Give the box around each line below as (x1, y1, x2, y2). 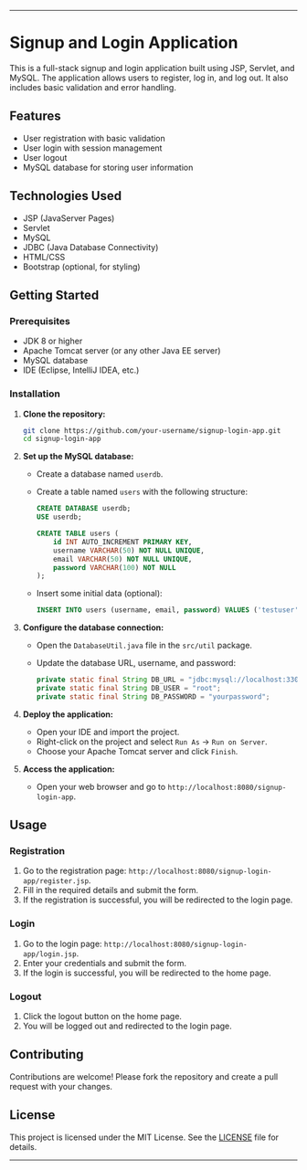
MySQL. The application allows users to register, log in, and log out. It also (9, 72, 289, 83)
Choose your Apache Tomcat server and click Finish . (36, 745, 238, 756)
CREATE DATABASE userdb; (36, 504, 132, 513)
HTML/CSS (22, 251, 66, 262)
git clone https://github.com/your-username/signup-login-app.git (22, 426, 281, 435)
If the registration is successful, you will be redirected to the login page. (22, 894, 293, 905)
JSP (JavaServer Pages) (22, 212, 115, 224)
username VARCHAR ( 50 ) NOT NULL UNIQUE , (53, 545, 206, 555)
